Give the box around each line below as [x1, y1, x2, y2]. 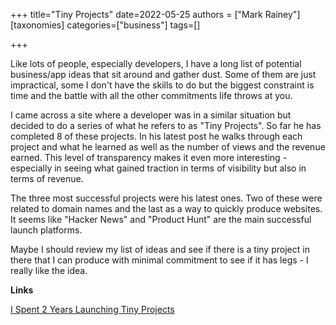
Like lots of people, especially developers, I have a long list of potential [10, 58, 302, 69]
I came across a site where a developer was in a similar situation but [10, 109, 292, 121]
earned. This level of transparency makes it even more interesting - [10, 152, 288, 163]
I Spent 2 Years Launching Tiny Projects [10, 304, 175, 315]
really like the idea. [10, 265, 88, 276]
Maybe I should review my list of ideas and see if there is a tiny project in [10, 244, 310, 255]
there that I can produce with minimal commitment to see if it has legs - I [10, 254, 309, 266]
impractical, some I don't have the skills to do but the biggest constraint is [10, 79, 315, 91]
